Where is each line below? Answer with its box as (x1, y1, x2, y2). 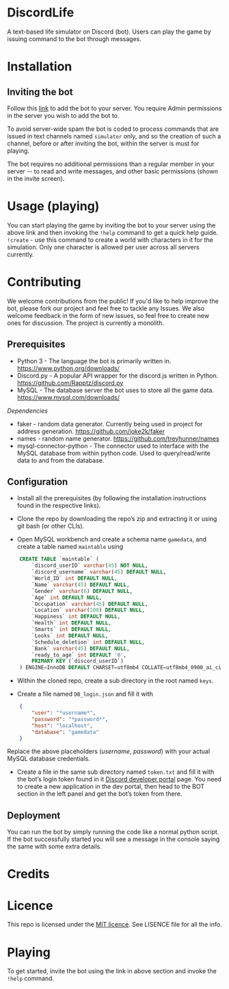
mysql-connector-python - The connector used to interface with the (16, 441, 209, 450)
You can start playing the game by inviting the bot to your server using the (7, 221, 216, 229)
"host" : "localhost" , (31, 722, 94, 729)
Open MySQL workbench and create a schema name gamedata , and (16, 535, 207, 544)
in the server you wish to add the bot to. (7, 111, 120, 119)
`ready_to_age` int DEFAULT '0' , (31, 651, 127, 659)
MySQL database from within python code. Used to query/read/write (16, 449, 211, 457)
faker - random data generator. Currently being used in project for (16, 419, 203, 428)
